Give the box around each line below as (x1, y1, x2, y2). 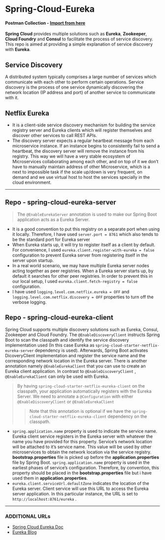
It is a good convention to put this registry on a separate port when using (12, 226, 160, 232)
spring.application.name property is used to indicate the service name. (12, 428, 158, 434)
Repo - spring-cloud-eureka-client (5, 313, 113, 322)
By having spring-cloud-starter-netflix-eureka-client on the (17, 383, 145, 389)
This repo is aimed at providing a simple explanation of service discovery (5, 41, 153, 47)
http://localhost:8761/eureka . (12, 496, 77, 502)
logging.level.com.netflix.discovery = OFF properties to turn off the (12, 294, 154, 300)
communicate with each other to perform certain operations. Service (5, 79, 144, 85)
